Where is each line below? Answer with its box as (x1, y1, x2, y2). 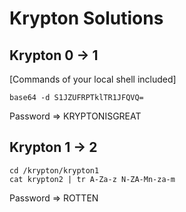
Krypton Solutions (9, 7, 164, 30)
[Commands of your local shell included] (9, 73, 177, 85)
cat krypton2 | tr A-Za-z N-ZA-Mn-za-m (9, 174, 176, 184)
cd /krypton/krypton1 (9, 165, 100, 176)
